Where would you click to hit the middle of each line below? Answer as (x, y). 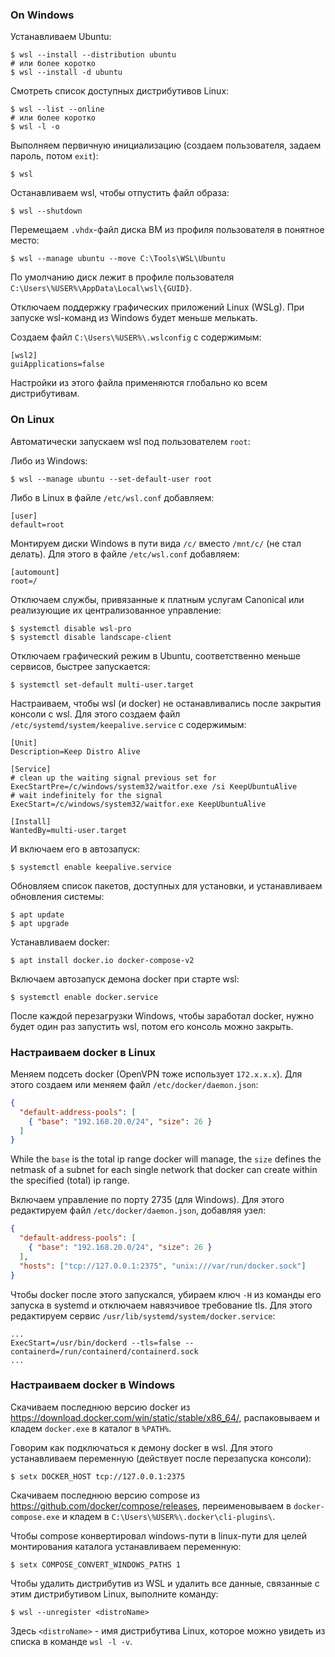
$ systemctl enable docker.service (84, 997)
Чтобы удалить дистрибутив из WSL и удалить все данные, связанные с (165, 1583)
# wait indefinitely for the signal (86, 795)
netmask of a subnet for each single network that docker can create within (164, 1170)
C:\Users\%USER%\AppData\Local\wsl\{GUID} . (101, 288)
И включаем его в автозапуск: (75, 849)
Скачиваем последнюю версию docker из (100, 1407)
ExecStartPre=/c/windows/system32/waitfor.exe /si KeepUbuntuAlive (154, 786)
